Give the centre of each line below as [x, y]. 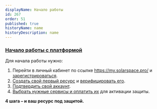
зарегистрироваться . [35, 76]
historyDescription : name [32, 33]
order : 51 [15, 19]
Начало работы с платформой [44, 50]
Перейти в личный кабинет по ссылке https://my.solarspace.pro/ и [82, 70]
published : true [22, 24]
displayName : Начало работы [34, 10]
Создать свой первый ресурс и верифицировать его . [69, 81]
